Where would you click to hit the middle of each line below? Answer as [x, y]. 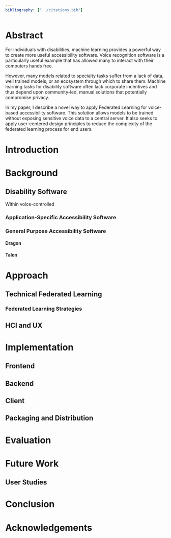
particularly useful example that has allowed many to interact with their [79, 60]
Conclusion [30, 504]
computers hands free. [29, 66]
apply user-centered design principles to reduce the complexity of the [79, 124]
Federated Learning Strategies [44, 309]
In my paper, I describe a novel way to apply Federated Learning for [76, 107]
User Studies [26, 483]
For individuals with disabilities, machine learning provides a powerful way [83, 50]
